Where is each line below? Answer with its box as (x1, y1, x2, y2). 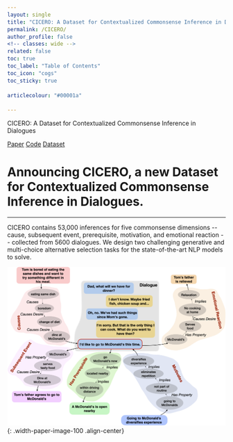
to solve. (7, 253, 32, 261)
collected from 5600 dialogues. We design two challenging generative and (11, 238, 225, 247)
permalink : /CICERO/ (7, 26, 67, 33)
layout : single (7, 11, 51, 18)
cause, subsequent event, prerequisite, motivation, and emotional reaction (7, 231, 220, 239)
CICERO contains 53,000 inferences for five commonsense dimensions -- (7, 223, 218, 232)
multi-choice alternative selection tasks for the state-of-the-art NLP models (7, 245, 223, 254)
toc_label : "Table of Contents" (7, 63, 101, 69)
